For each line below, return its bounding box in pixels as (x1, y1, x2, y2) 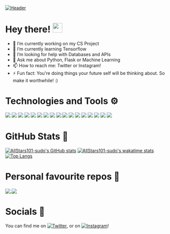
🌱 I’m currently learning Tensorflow (12, 46, 87, 52)
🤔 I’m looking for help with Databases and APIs (12, 51, 111, 57)
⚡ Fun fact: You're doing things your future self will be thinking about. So (12, 70, 165, 76)
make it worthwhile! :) (12, 77, 59, 84)
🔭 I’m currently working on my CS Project (12, 40, 99, 46)
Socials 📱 (5, 206, 45, 218)
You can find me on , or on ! (5, 222, 109, 229)
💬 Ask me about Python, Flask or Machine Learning (12, 57, 121, 63)
